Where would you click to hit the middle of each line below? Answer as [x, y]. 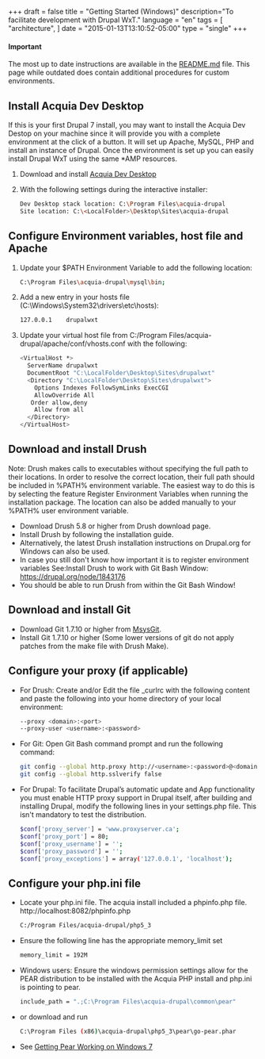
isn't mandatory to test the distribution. [83, 815]
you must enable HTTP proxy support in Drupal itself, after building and [136, 798]
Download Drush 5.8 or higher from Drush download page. [115, 526]
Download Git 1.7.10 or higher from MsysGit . [91, 629]
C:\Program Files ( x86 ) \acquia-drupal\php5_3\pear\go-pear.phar [128, 1031]
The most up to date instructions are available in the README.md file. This [129, 64]
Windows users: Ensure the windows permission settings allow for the [134, 970]
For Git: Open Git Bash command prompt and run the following [121, 744]
